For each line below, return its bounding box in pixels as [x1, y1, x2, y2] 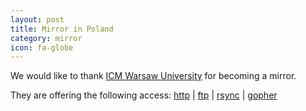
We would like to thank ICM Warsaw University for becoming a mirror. [10, 70, 297, 82]
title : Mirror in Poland [10, 24, 114, 34]
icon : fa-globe [10, 42, 74, 53]
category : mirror [10, 33, 83, 43]
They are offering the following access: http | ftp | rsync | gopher [10, 89, 278, 101]
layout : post [10, 14, 65, 25]
